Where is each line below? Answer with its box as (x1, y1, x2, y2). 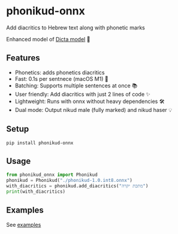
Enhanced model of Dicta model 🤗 (6, 35, 90, 42)
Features (6, 53, 40, 63)
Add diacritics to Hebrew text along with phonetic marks (6, 24, 145, 31)
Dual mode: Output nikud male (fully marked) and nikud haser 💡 (14, 106, 173, 113)
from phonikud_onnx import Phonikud (6, 172, 98, 178)
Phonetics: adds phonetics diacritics (14, 69, 105, 76)
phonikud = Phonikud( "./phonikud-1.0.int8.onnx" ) (6, 178, 133, 184)
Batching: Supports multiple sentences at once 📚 (14, 82, 138, 89)
